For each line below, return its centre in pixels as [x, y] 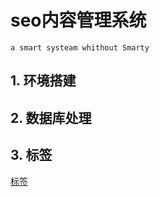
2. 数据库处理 [51, 117]
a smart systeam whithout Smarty [80, 47]
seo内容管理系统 [78, 20]
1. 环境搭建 [43, 81]
